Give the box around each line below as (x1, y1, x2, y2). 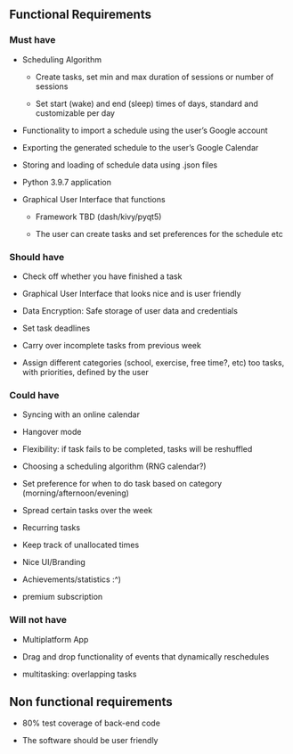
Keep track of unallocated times (21, 539, 140, 551)
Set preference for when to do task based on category (21, 479, 223, 489)
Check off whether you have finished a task (21, 271, 183, 282)
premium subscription (21, 592, 103, 602)
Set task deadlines (21, 323, 91, 333)
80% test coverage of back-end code (21, 717, 160, 729)
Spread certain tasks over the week (21, 505, 153, 516)
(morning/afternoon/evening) (21, 488, 129, 498)
